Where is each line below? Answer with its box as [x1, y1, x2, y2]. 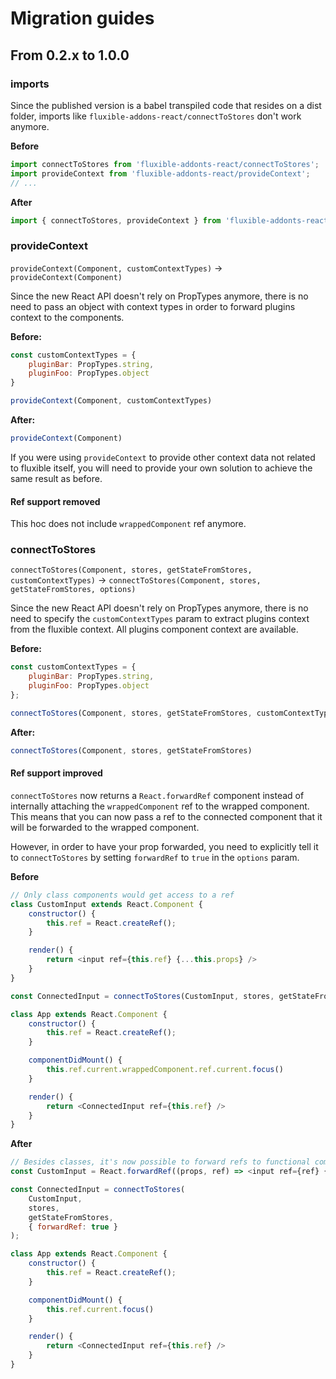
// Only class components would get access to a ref [10, 890, 235, 900]
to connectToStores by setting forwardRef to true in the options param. [10, 851, 300, 863]
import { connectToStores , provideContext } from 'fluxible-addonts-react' [10, 215, 333, 226]
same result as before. [10, 472, 103, 484]
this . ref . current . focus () [46, 1304, 155, 1314]
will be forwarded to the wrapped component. [10, 821, 200, 833]
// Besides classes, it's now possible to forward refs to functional [10, 1157, 311, 1167]
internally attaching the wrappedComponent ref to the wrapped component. [10, 800, 310, 812]
